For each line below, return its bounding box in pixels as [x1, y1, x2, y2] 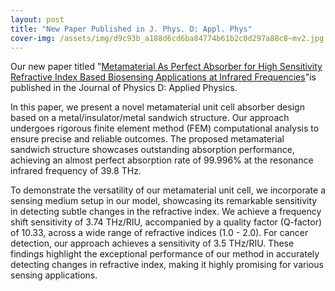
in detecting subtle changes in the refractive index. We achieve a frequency [10, 206, 322, 218]
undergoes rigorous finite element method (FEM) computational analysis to [10, 122, 320, 135]
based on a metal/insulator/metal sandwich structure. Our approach [10, 112, 290, 124]
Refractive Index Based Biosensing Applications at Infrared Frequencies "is [10, 71, 317, 83]
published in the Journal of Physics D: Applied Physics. [10, 82, 238, 94]
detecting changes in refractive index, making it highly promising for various [10, 259, 324, 271]
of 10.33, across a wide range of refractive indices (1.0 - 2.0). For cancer [10, 227, 309, 239]
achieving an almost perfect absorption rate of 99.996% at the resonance [10, 154, 314, 166]
